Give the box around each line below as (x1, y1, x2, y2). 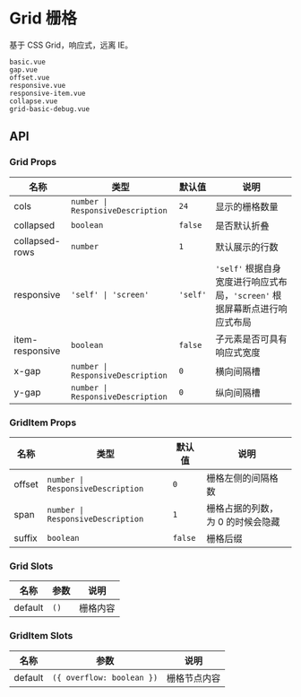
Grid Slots (9, 560, 54, 572)
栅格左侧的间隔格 (206, 472, 279, 484)
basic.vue (9, 57, 47, 66)
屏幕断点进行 (223, 302, 279, 315)
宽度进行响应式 (214, 275, 279, 288)
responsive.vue (9, 81, 66, 90)
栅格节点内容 (166, 672, 221, 684)
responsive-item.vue (9, 89, 87, 98)
